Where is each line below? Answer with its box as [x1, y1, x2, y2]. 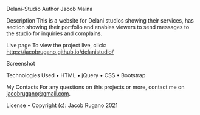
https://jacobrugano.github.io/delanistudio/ [6, 48, 114, 55]
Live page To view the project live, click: [6, 42, 107, 49]
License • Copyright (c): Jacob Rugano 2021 [6, 102, 118, 109]
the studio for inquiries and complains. [6, 30, 103, 37]
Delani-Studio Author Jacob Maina [6, 5, 93, 12]
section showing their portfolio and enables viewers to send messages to [6, 24, 190, 30]
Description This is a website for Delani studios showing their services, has [6, 17, 195, 24]
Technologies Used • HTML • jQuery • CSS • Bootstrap [6, 72, 146, 78]
